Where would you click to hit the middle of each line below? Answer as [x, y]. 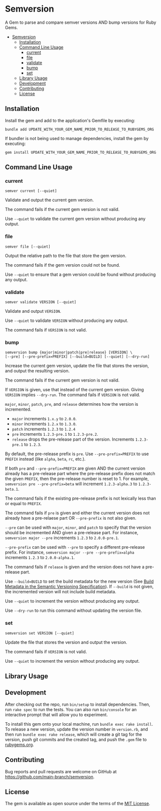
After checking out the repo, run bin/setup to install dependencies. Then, [78, 704]
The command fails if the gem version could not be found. [63, 265]
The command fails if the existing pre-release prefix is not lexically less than [80, 498]
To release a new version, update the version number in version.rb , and [77, 729]
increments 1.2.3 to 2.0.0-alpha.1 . [40, 557]
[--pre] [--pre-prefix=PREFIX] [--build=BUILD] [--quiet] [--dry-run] [77, 357]
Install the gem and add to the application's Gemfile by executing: [70, 120]
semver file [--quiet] [28, 246]
